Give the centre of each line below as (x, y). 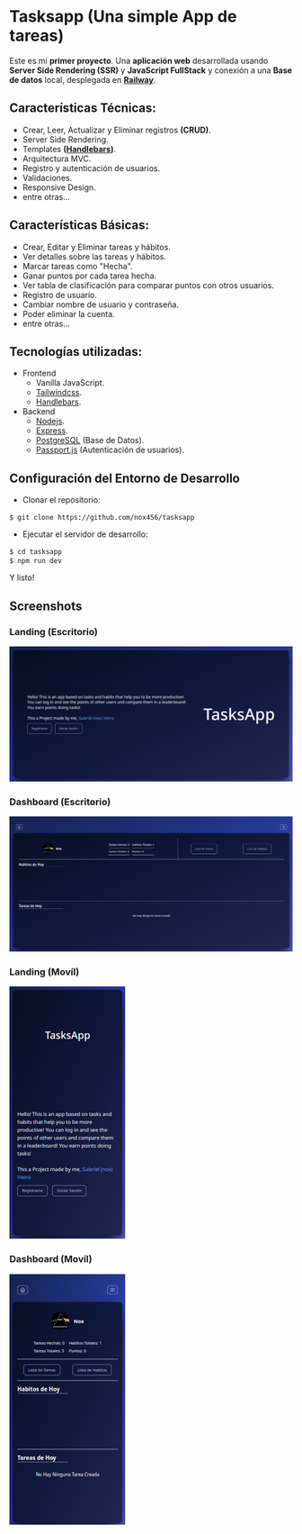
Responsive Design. (59, 187)
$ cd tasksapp (36, 552)
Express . (52, 431)
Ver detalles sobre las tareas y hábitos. (94, 256)
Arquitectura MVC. (57, 159)
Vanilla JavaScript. (70, 383)
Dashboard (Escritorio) (60, 802)
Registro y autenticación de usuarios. (91, 168)
